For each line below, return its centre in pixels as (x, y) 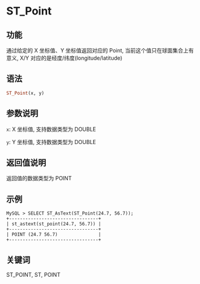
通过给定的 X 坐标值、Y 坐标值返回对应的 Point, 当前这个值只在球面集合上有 (100, 50)
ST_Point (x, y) (25, 93)
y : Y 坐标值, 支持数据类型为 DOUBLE (51, 142)
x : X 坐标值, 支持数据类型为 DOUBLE (51, 129)
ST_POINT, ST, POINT (33, 274)
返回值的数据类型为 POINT (39, 178)
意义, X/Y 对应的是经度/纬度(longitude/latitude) (64, 58)
